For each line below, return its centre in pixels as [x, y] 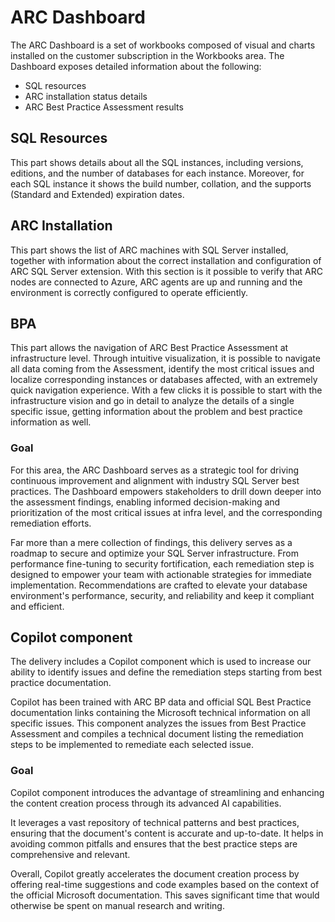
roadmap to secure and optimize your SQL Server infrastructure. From [154, 553]
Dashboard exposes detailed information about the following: [136, 66]
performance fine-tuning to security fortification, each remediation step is [162, 563]
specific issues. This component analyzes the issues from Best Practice [158, 723]
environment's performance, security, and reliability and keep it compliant [162, 595]
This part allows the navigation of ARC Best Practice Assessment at [149, 348]
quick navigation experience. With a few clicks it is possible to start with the [166, 390]
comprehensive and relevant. [70, 854]
